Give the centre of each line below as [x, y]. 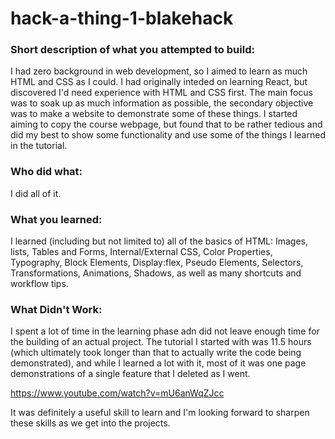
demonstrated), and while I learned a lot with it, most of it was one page [158, 363]
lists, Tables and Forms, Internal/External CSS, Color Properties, [141, 252]
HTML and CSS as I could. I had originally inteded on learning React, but [159, 82]
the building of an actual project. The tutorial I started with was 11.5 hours [161, 342]
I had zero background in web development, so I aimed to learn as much [159, 71]
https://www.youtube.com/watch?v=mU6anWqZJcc [117, 393]
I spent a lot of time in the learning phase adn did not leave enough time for [165, 331]
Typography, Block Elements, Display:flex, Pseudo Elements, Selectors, [157, 263]
